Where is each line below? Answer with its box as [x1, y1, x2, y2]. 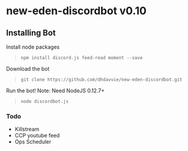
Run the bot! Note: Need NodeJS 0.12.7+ [6, 87, 105, 94]
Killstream [14, 126, 40, 133]
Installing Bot [6, 28, 56, 38]
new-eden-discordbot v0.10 [6, 4, 147, 18]
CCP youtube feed [14, 132, 60, 139]
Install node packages [6, 43, 60, 50]
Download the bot [6, 65, 50, 72]
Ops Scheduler [14, 138, 51, 146]
